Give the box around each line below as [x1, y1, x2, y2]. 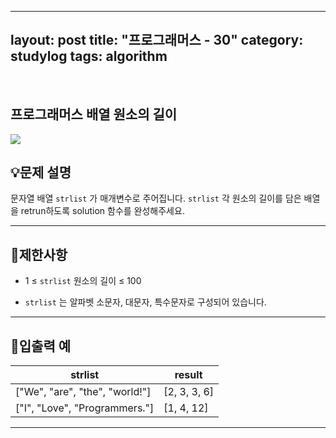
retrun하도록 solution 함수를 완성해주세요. [20, 205, 185, 217]
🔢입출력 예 [10, 337, 72, 355]
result [174, 368, 203, 382]
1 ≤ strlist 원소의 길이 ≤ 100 [24, 275, 142, 287]
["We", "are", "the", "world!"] [15, 385, 152, 399]
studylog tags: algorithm [10, 48, 168, 65]
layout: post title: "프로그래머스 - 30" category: [10, 32, 304, 49]
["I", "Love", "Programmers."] [15, 401, 155, 415]
